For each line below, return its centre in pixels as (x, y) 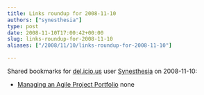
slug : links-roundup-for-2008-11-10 (60, 39)
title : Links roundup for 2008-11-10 (62, 13)
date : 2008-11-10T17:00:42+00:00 (56, 33)
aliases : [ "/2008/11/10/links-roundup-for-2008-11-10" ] (90, 45)
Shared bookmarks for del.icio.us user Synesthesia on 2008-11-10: (102, 71)
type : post (23, 26)
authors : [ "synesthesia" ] (44, 20)
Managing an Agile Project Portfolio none (76, 84)
